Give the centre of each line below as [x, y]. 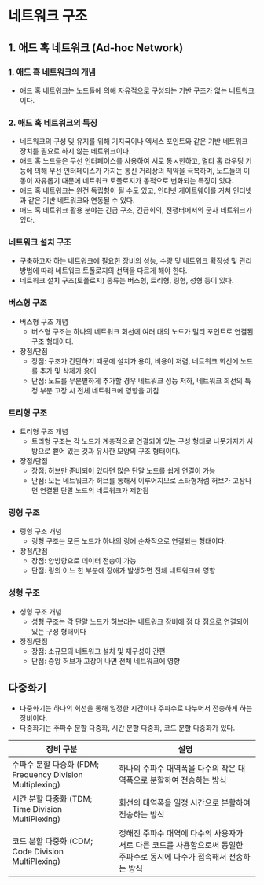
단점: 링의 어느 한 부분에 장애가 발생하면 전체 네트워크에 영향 [123, 570]
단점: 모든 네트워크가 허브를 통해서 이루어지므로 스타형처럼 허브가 [131, 481]
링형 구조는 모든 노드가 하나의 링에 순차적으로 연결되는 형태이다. [128, 541]
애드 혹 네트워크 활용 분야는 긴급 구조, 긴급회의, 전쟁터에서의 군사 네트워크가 [136, 210]
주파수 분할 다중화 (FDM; [56, 765]
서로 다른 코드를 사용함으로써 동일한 [181, 845]
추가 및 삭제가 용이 [68, 371]
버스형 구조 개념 [44, 321]
